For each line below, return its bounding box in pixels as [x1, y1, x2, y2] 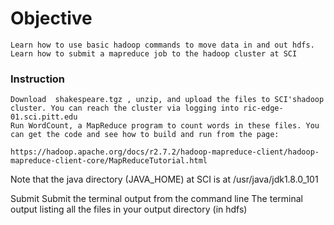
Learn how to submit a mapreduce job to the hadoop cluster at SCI [10, 48, 298, 59]
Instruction [10, 72, 66, 86]
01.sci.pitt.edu [10, 112, 78, 122]
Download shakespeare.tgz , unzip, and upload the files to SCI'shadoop [10, 95, 325, 105]
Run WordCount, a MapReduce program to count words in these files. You [10, 121, 320, 131]
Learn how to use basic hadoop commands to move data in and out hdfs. [10, 40, 315, 50]
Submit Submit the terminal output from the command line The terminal [10, 193, 303, 205]
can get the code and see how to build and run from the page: [10, 130, 280, 140]
